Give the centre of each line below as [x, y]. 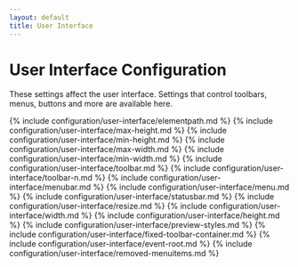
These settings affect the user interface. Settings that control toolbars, [138, 94]
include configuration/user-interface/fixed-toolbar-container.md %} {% [140, 235]
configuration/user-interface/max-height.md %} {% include [118, 131]
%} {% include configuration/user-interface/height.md [181, 215]
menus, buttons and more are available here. [91, 104]
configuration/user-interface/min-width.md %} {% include [116, 159]
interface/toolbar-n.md [51, 178]
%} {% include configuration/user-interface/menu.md [191, 187]
